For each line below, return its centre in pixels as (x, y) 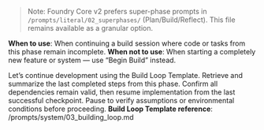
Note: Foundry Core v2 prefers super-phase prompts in (117, 11)
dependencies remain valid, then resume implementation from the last (122, 92)
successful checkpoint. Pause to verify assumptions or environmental (121, 100)
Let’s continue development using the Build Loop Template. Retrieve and (125, 75)
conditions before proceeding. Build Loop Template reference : (110, 109)
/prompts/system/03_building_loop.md (71, 117)
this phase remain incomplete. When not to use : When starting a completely (132, 52)
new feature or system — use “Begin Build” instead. (92, 60)
